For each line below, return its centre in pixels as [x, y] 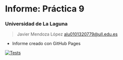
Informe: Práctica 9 [45, 9]
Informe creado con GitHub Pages [46, 44]
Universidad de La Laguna [36, 24]
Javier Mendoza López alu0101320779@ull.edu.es [67, 34]
